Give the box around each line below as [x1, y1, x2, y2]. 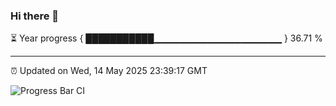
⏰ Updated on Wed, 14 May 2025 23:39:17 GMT [10, 65, 208, 77]
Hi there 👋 [10, 9, 60, 23]
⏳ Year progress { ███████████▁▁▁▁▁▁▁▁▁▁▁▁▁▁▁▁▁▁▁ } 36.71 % [10, 32, 323, 44]
